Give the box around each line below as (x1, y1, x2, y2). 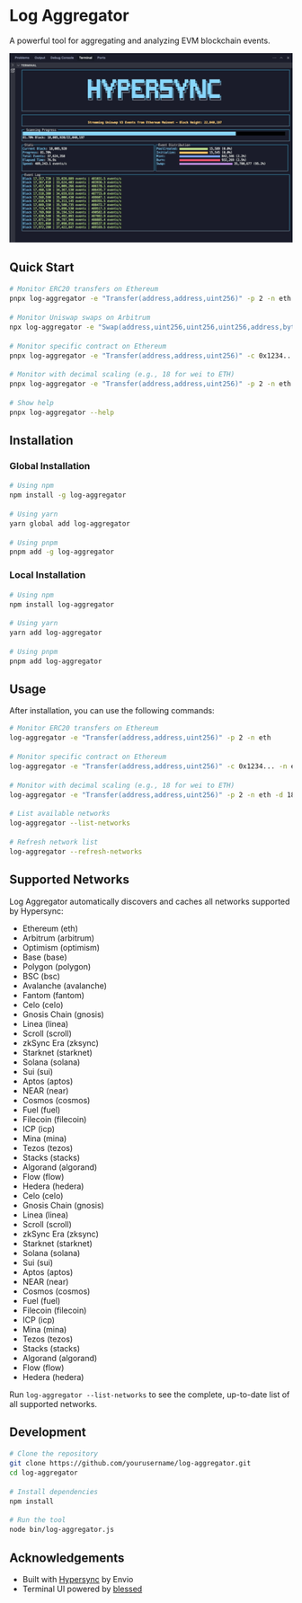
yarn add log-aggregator (9, 628, 102, 638)
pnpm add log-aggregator (9, 657, 102, 666)
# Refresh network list (9, 837, 99, 846)
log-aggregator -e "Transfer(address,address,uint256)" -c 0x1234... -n (9, 761, 288, 771)
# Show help (9, 398, 54, 407)
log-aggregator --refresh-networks (9, 846, 143, 856)
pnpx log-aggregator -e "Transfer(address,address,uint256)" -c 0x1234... (9, 351, 296, 360)
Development (9, 1424, 87, 1439)
